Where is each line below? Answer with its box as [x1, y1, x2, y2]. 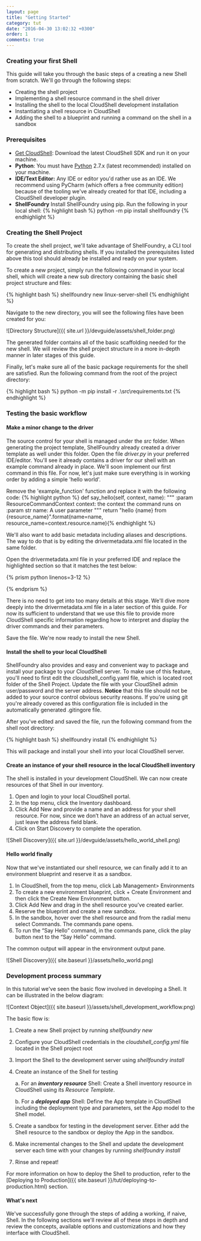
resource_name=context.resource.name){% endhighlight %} [6, 519, 156, 527]
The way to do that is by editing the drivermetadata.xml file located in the [6, 537, 187, 545]
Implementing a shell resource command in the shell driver [14, 95, 160, 102]
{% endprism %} [6, 586, 48, 593]
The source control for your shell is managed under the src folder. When [6, 437, 185, 445]
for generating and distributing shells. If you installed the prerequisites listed [6, 248, 194, 255]
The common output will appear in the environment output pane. [6, 945, 166, 952]
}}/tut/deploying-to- [107, 1176, 157, 1184]
